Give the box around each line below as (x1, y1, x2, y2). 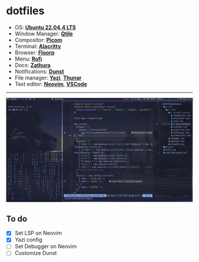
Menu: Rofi (14, 55, 43, 62)
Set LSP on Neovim (14, 229, 62, 237)
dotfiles (6, 4, 45, 18)
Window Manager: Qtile (14, 30, 73, 37)
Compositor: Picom (14, 36, 62, 43)
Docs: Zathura (14, 61, 51, 69)
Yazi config (14, 236, 43, 244)
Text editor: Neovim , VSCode (14, 80, 88, 87)
